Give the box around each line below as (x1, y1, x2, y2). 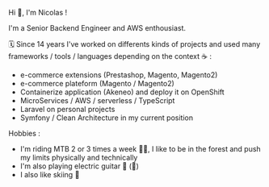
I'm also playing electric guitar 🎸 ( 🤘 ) (19, 161, 140, 171)
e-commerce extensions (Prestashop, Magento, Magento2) (19, 70, 218, 80)
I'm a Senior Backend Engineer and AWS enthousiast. (8, 23, 186, 32)
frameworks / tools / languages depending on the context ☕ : (8, 52, 212, 60)
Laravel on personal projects (19, 105, 116, 114)
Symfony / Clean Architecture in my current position (19, 113, 194, 123)
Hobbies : (8, 129, 40, 138)
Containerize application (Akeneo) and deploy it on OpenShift (19, 87, 225, 97)
